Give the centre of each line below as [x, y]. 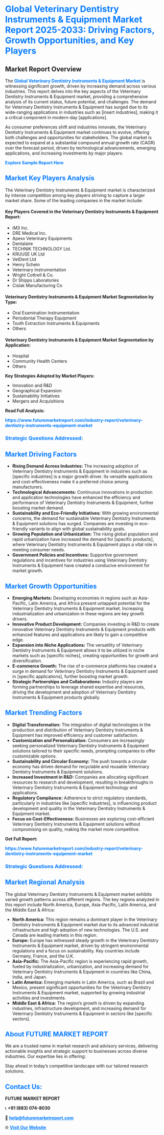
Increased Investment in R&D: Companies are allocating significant [80, 777]
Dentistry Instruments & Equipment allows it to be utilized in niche [78, 650]
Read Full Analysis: [25, 411]
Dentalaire [23, 244]
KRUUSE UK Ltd [28, 254]
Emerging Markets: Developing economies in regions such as [75, 598]
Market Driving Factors [41, 454]
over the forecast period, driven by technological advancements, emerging [81, 148]
